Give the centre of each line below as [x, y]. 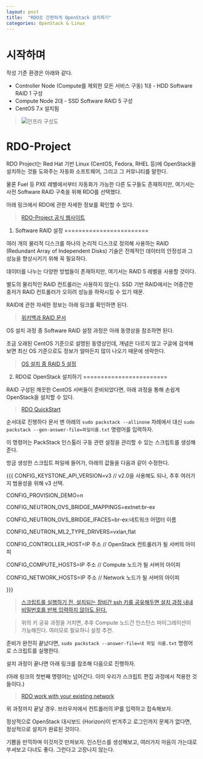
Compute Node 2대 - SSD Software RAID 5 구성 [74, 101]
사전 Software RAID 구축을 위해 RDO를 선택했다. [64, 192]
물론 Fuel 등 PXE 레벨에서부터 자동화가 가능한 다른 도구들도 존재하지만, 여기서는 [101, 184]
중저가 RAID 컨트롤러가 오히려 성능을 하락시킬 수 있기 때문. [75, 292]
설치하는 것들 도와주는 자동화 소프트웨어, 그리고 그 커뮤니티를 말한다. [87, 172]
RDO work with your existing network [68, 696]
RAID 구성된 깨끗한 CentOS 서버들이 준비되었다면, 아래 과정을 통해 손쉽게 [93, 390]
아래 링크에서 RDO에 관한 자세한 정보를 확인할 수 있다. [70, 205]
